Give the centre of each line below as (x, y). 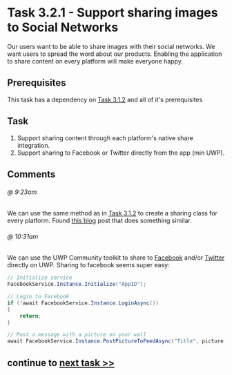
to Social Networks (63, 27)
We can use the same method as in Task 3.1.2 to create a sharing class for (112, 213)
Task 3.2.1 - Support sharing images (113, 13)
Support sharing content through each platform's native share (105, 138)
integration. (33, 145)
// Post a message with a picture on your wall (77, 335)
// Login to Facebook (38, 297)
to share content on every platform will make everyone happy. (95, 61)
